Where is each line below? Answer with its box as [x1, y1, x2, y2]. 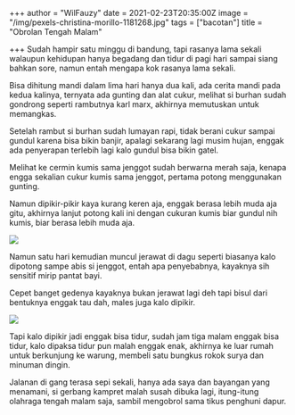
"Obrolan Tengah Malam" [9, 27, 102, 37]
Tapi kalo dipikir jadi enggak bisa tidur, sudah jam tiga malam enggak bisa [9, 331, 279, 342]
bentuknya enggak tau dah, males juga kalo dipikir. [9, 297, 196, 307]
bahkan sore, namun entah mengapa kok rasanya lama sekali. [9, 62, 236, 73]
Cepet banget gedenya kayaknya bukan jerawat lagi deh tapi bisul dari [9, 287, 268, 298]
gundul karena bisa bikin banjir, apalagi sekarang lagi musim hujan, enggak [9, 136, 285, 145]
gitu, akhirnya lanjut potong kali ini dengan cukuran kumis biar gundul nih [9, 208, 278, 218]
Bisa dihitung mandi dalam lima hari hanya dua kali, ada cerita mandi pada [9, 80, 281, 90]
